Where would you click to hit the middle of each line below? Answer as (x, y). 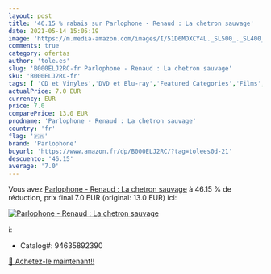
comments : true (34, 46)
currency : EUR (32, 99)
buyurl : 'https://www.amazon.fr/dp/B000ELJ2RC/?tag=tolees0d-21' (120, 151)
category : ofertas (39, 53)
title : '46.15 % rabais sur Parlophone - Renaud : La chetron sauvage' (131, 23)
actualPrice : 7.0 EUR (45, 91)
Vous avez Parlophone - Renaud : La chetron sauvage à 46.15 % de (120, 189)
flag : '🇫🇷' (28, 136)
